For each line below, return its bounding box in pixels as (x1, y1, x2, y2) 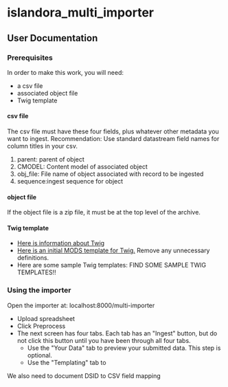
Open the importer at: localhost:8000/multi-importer (7, 301, 155, 309)
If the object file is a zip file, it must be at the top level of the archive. (7, 208, 201, 217)
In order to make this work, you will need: (7, 68, 124, 76)
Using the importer (7, 285, 71, 295)
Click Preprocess (16, 322, 66, 330)
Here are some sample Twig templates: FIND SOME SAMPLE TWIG (16, 261, 207, 269)
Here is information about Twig (16, 239, 105, 247)
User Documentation (7, 32, 98, 44)
